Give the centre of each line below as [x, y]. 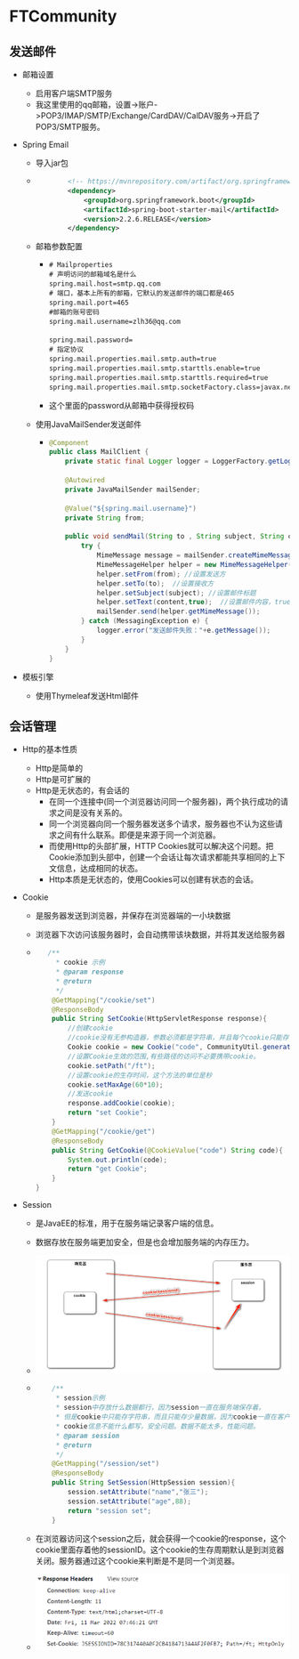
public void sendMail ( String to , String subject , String [175, 537]
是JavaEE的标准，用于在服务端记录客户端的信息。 [127, 1223]
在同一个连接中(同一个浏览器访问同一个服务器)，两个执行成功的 [165, 802]
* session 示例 [80, 1398]
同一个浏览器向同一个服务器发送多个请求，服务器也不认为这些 [162, 824]
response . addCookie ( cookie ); [121, 1104]
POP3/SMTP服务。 [70, 127]
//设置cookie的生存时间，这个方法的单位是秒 [140, 1075]
